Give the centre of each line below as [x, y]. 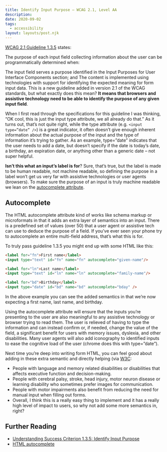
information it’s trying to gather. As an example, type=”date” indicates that [81, 140]
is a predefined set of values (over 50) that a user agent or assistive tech [80, 225]
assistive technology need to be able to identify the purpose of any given [82, 99]
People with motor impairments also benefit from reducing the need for [85, 390]
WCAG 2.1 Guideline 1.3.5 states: [38, 47]
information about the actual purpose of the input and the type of [72, 135]
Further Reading [31, 427]
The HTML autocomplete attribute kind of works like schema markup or [79, 215]
